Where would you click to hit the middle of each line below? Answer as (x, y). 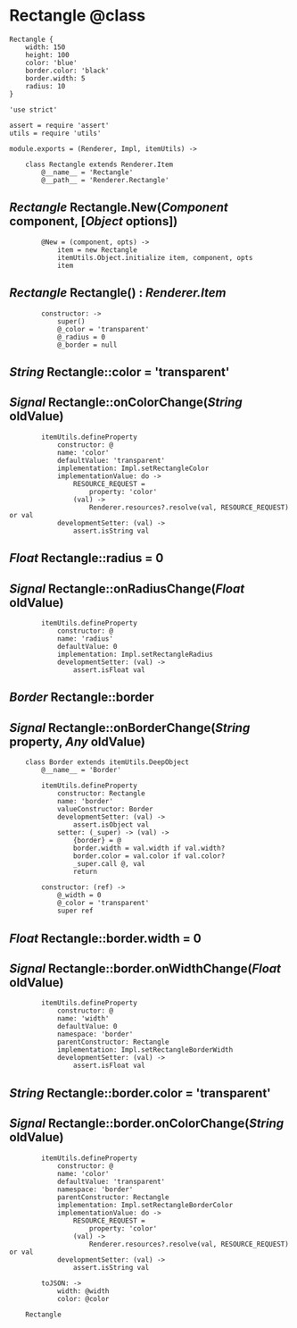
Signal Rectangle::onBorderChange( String (130, 728)
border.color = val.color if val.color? (149, 856)
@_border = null (87, 345)
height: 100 (47, 55)
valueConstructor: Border (105, 810)
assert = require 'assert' (59, 125)
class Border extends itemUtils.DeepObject (107, 762)
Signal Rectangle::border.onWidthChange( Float (145, 968)
